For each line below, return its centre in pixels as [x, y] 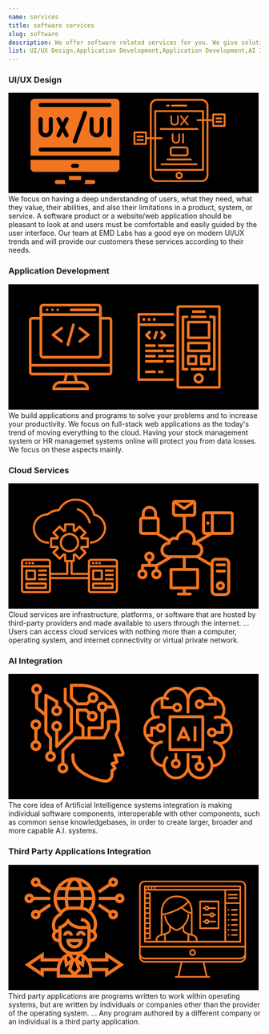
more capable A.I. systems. [53, 831]
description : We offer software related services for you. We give [123, 43]
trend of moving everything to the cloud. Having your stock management [128, 432]
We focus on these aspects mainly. [66, 449]
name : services [34, 17]
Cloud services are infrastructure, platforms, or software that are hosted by [132, 614]
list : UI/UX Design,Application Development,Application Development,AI [132, 51]
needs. [20, 250]
